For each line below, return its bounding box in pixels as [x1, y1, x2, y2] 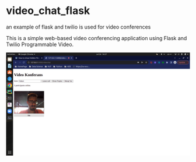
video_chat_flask [6, 4, 90, 17]
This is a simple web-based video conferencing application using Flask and [6, 34, 187, 41]
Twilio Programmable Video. [6, 41, 74, 48]
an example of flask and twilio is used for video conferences [6, 23, 151, 30]
